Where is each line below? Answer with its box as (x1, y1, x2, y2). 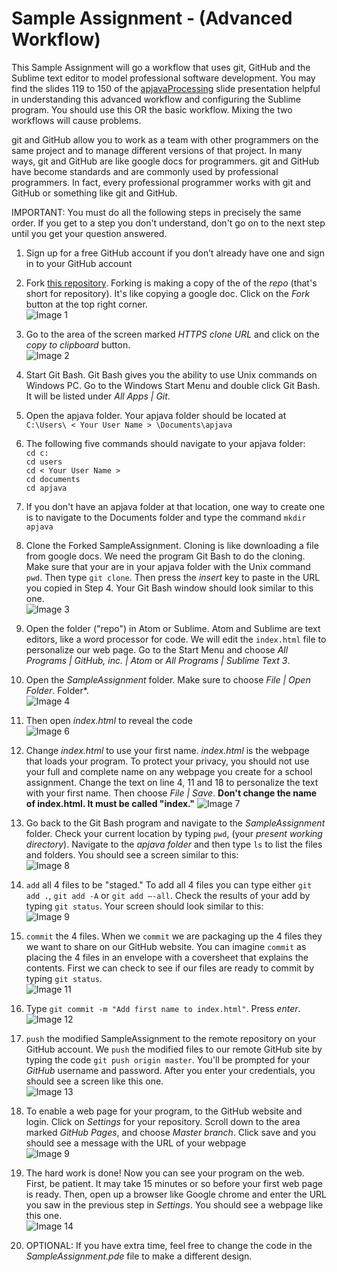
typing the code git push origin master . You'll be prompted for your (25, 1053, 311, 1066)
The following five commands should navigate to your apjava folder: (25, 437, 306, 449)
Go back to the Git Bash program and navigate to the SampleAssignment (25, 817, 326, 829)
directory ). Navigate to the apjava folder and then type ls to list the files (25, 838, 323, 850)
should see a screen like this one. (25, 1075, 164, 1087)
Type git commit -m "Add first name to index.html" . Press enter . (25, 1002, 301, 1014)
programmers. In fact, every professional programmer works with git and (11, 176, 311, 188)
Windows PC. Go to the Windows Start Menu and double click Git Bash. (25, 379, 321, 391)
